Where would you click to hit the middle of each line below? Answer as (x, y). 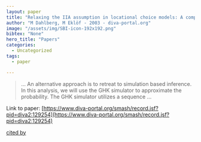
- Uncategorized (32, 51)
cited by (16, 132)
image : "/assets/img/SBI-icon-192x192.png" (61, 28)
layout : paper (24, 12)
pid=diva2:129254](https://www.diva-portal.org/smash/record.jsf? (88, 115)
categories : (21, 45)
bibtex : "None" (25, 34)
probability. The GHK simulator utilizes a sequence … (86, 97)
